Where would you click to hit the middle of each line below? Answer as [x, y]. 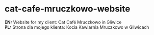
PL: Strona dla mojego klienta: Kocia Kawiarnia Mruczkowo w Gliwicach [77, 27]
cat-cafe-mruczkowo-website [67, 9]
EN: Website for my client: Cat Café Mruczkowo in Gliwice [63, 22]
